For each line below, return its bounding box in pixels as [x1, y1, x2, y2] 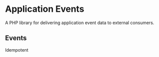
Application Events [5, 3, 85, 15]
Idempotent [5, 47, 29, 53]
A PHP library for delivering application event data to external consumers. [5, 20, 155, 26]
